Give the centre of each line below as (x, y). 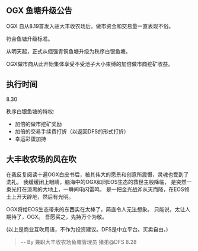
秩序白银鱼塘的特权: (31, 111)
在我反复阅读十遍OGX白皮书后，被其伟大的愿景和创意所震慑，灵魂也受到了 (98, 174)
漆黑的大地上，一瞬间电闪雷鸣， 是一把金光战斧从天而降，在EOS (106, 189)
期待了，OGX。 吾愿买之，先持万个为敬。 (57, 217)
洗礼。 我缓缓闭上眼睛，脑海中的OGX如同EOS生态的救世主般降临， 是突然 (96, 182)
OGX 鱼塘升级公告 (39, 11)
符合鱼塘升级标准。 (30, 39)
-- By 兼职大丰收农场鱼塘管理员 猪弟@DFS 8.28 (79, 242)
